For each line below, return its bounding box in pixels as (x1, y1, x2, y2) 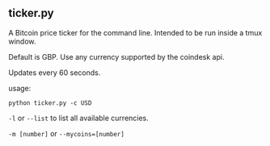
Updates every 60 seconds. (8, 68, 101, 77)
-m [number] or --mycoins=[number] (8, 128, 125, 138)
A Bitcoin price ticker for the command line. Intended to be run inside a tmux (8, 27, 263, 37)
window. (8, 36, 36, 46)
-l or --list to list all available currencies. (8, 113, 150, 123)
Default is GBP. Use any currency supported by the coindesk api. (8, 52, 225, 61)
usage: (8, 83, 32, 93)
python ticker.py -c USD (8, 98, 92, 107)
